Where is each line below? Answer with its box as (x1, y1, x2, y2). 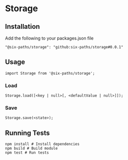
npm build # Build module (5, 146, 58, 151)
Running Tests (5, 129, 50, 137)
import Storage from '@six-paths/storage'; (5, 71, 95, 76)
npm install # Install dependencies (5, 142, 80, 147)
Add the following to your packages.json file (5, 35, 94, 41)
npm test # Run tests (5, 150, 49, 155)
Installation (5, 22, 40, 31)
